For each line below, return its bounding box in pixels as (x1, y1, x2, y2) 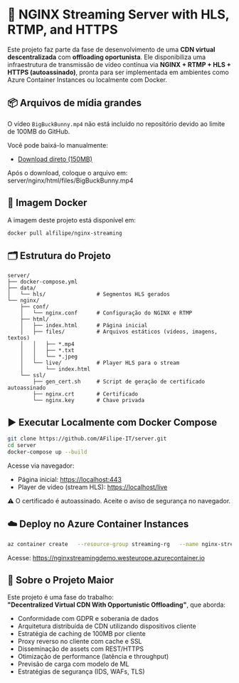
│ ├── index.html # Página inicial (20, 322, 148, 329)
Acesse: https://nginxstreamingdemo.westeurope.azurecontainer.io (7, 553, 205, 562)
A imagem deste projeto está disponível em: (7, 215, 137, 224)
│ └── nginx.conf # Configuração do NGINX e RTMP (20, 309, 193, 317)
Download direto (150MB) (17, 155, 92, 163)
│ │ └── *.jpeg (20, 353, 78, 361)
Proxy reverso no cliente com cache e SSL (17, 637, 142, 646)
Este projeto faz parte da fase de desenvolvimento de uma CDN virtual (7, 45, 216, 53)
